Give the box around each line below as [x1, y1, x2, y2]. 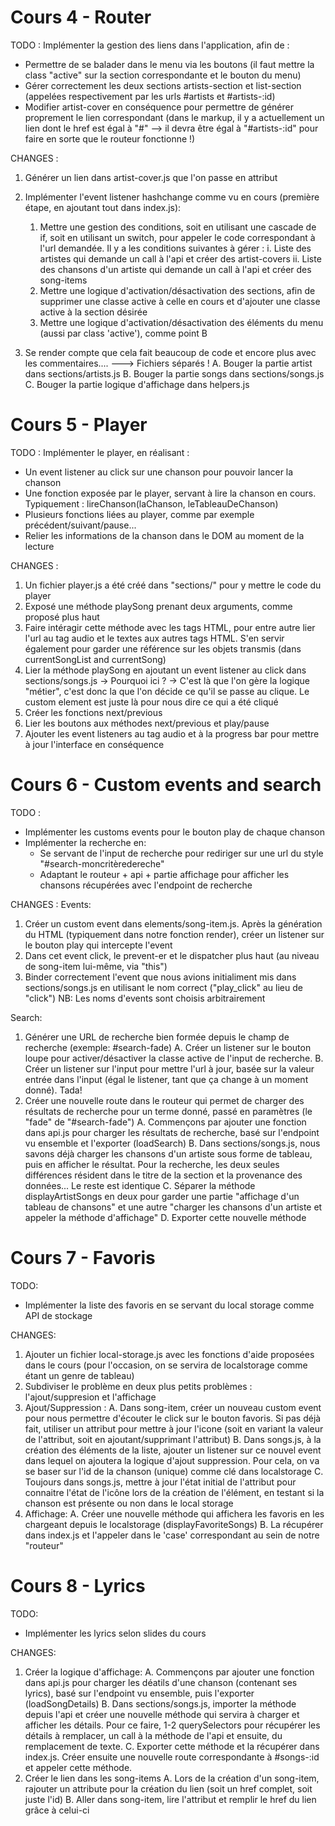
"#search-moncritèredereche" [39, 857, 165, 870]
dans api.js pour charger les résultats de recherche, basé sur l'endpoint [24, 1126, 320, 1138]
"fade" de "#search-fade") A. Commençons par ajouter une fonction [24, 1116, 307, 1128]
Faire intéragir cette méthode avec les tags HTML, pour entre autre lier [24, 621, 316, 633]
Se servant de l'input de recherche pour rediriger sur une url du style [39, 847, 324, 859]
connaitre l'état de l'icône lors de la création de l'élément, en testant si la [24, 1486, 325, 1498]
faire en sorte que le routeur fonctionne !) [24, 132, 196, 145]
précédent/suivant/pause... [24, 519, 137, 531]
